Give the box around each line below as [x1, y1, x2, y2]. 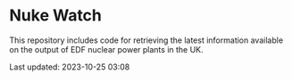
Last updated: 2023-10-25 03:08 [9, 61, 130, 72]
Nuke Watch [9, 5, 103, 26]
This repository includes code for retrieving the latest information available [9, 35, 284, 45]
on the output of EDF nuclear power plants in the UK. [9, 44, 204, 54]
